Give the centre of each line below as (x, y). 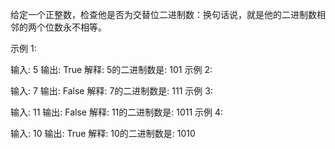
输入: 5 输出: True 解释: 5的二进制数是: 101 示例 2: (111, 69)
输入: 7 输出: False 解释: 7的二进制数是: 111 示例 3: (111, 91)
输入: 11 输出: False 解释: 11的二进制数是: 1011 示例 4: (117, 112)
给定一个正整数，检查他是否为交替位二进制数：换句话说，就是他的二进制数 (163, 14)
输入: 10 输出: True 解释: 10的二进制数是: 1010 (103, 133)
